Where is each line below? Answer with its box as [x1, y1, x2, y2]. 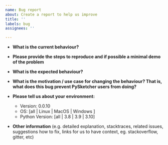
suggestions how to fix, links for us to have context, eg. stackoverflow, [12, 128, 158, 135]
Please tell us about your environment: [12, 93, 95, 99]
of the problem [12, 59, 44, 65]
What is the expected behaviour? [12, 68, 83, 75]
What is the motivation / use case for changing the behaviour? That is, [12, 78, 162, 84]
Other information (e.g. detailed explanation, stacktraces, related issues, [12, 123, 163, 129]
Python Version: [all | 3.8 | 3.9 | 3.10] [20, 113, 95, 120]
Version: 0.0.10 [20, 103, 51, 109]
